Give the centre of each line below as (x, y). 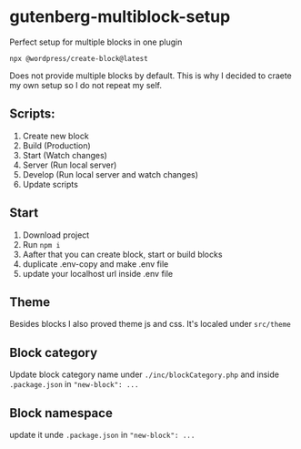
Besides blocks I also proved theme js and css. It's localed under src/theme (150, 324)
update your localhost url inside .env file (98, 273)
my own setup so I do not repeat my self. (85, 85)
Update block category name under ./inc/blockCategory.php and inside (145, 374)
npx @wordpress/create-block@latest (79, 58)
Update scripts (50, 184)
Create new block (55, 136)
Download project (56, 235)
